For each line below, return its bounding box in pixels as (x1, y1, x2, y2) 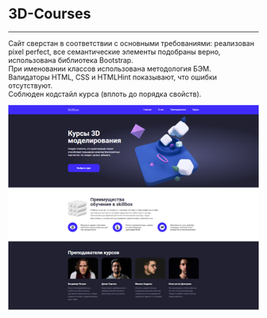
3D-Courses (8, 5, 91, 23)
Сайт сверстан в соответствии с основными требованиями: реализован (8, 38, 254, 48)
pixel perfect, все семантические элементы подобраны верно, (8, 47, 221, 56)
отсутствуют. (8, 80, 53, 90)
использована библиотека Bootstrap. (8, 55, 133, 64)
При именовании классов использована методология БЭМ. (8, 64, 212, 73)
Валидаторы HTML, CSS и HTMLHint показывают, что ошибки (8, 72, 217, 82)
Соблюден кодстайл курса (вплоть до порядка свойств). (8, 89, 202, 99)
